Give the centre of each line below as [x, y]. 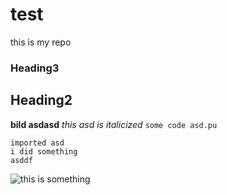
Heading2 [41, 100]
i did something [44, 151]
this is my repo [41, 42]
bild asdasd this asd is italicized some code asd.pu [114, 124]
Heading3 [35, 68]
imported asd [37, 143]
